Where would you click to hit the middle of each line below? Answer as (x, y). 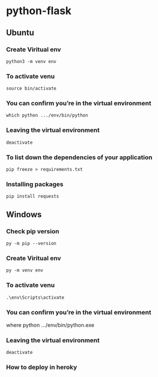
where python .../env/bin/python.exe (50, 325)
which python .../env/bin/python (47, 115)
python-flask (39, 11)
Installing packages (35, 184)
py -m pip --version (32, 244)
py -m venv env (25, 270)
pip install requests (33, 196)
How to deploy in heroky (42, 368)
